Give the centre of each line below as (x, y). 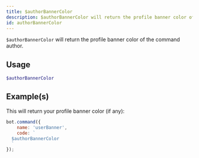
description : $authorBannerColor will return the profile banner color (96, 17)
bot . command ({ (24, 122)
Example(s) (28, 97)
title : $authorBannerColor (39, 12)
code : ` (26, 133)
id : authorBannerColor (34, 23)
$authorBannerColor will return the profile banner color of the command (93, 40)
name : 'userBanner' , (42, 127)
